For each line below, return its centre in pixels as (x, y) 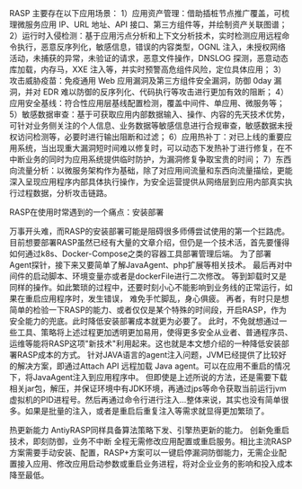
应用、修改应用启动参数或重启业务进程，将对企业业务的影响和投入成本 (163, 464)
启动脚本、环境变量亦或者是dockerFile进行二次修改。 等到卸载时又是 (160, 276)
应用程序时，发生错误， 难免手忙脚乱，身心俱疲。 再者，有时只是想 (164, 298)
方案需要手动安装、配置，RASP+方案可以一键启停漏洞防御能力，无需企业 (144, 453)
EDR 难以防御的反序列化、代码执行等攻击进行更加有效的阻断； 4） (166, 92)
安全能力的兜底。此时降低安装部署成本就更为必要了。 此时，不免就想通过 (144, 321)
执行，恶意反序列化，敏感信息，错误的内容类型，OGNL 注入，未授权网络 (151, 47)
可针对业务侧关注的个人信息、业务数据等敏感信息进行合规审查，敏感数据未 (147, 125)
